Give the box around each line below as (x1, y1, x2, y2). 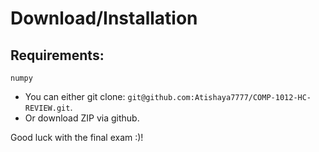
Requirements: (10, 47, 105, 64)
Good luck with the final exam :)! (10, 132, 144, 143)
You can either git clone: (24, 91, 126, 102)
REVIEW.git (24, 103, 71, 113)
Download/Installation (10, 7, 198, 30)
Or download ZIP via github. (24, 112, 140, 124)
